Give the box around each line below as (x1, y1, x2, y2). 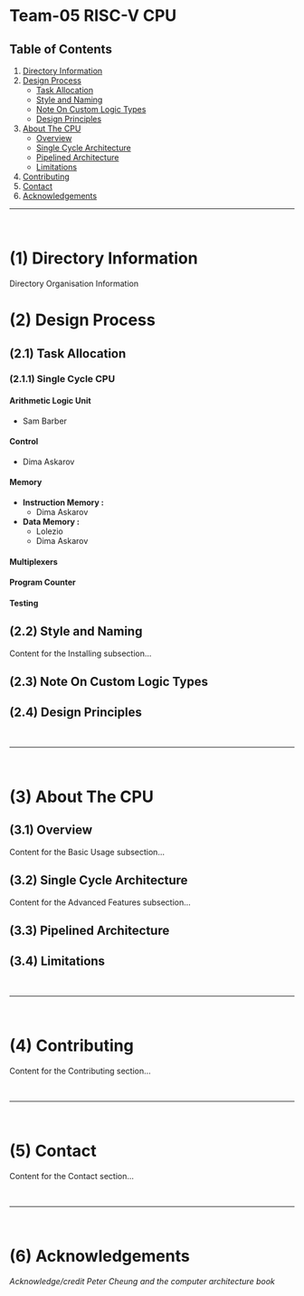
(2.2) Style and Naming (9, 624, 143, 639)
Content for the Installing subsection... (9, 648, 152, 659)
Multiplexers (9, 556, 59, 567)
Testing (9, 597, 39, 608)
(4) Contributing (9, 1035, 134, 1056)
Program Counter (9, 577, 76, 588)
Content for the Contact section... (9, 1170, 134, 1181)
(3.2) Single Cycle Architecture (9, 872, 188, 888)
